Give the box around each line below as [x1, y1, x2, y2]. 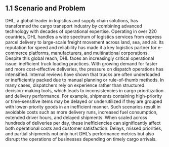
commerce [5, 50, 28, 56]
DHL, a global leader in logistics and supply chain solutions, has [5, 17, 138, 23]
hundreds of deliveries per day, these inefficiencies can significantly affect [5, 120, 161, 126]
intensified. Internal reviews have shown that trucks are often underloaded [5, 71, 160, 78]
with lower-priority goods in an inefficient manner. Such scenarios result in [5, 103, 161, 109]
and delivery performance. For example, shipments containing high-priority [5, 93, 162, 99]
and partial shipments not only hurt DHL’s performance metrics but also [5, 130, 154, 136]
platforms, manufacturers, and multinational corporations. [28, 50, 149, 56]
